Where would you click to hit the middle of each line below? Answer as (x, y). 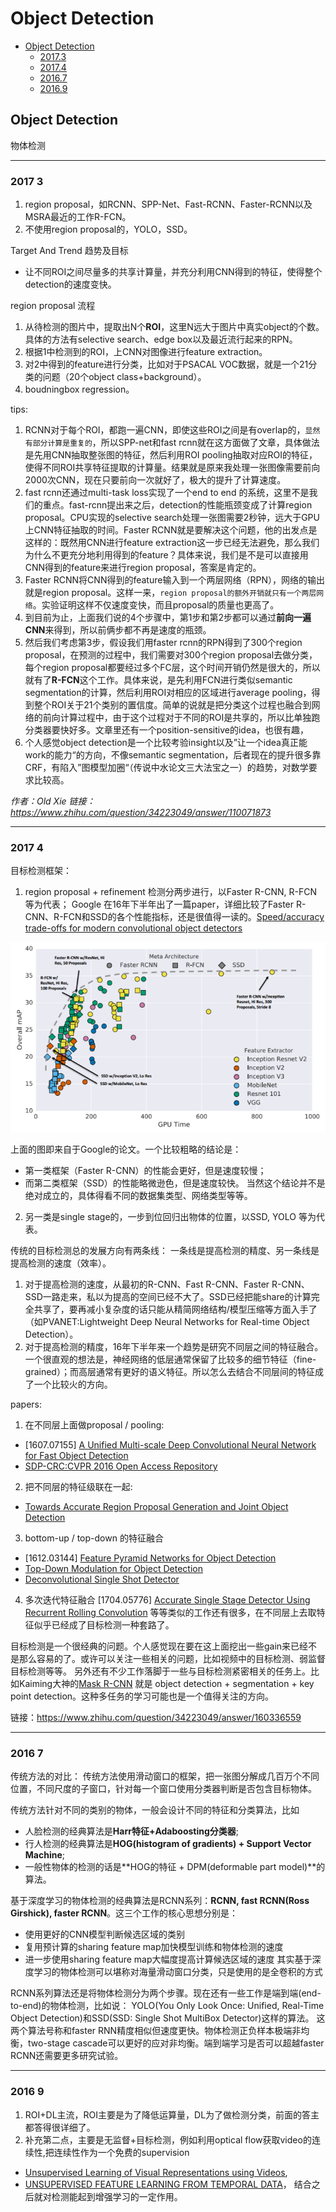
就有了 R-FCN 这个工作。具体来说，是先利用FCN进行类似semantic (158, 680)
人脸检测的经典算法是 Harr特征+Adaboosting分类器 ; (132, 1831)
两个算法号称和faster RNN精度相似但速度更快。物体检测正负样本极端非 (156, 2031)
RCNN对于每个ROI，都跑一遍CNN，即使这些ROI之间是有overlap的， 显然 (172, 430)
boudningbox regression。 (79, 389)
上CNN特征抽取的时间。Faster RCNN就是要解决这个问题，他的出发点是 (171, 530)
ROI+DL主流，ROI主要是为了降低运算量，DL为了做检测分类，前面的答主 (172, 2114)
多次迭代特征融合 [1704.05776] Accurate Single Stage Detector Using (167, 1600)
